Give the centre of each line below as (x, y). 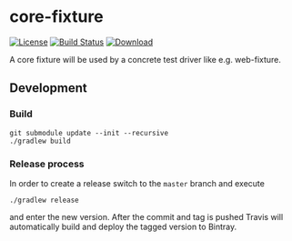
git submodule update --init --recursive (89, 133)
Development (49, 88)
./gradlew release (44, 200)
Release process (47, 164)
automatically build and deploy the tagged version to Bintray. (123, 226)
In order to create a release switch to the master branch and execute (137, 183)
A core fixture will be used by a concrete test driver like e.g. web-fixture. (146, 59)
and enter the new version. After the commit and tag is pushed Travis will (146, 216)
